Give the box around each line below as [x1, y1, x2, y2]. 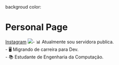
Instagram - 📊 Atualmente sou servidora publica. [5, 39, 114, 45]
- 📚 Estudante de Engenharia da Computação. [5, 54, 104, 60]
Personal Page [5, 22, 68, 33]
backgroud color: [5, 4, 42, 10]
